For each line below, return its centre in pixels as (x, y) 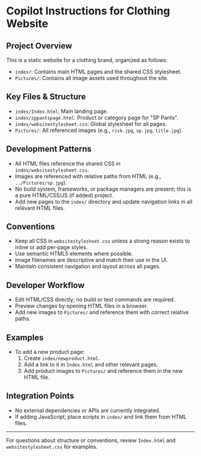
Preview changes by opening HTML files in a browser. (81, 306)
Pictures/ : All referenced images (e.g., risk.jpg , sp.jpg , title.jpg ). (99, 130)
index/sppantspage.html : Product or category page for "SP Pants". (96, 117)
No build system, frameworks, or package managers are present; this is (103, 189)
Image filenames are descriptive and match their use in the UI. (92, 260)
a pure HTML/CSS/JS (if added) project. (64, 195)
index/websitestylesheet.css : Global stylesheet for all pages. (91, 124)
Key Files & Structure (46, 97)
